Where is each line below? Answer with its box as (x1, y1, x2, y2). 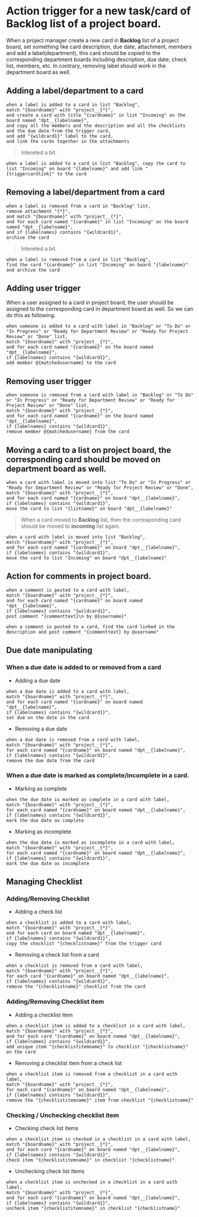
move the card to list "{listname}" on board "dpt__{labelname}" (6, 506, 172, 512)
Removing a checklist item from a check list (14, 1059, 123, 1066)
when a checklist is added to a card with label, (6, 920, 133, 926)
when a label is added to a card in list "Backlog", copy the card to (6, 160, 186, 166)
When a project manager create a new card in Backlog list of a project (6, 36, 179, 44)
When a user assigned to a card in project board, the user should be (6, 299, 174, 306)
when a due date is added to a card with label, (6, 688, 130, 695)
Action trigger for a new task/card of (6, 4, 191, 18)
